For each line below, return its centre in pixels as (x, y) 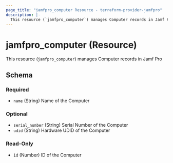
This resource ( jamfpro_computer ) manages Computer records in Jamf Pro (84, 59)
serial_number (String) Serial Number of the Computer (71, 125)
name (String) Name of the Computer (51, 101)
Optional (17, 114)
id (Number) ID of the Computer (47, 155)
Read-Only (20, 144)
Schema (19, 75)
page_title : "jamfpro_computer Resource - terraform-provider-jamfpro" (84, 10)
